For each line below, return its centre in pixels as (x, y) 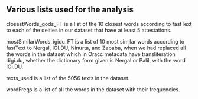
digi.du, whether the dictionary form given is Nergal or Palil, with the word (96, 60)
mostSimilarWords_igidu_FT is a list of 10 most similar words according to (95, 41)
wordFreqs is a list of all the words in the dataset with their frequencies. (93, 89)
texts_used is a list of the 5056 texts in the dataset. (68, 78)
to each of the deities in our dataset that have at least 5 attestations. (89, 30)
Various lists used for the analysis (70, 10)
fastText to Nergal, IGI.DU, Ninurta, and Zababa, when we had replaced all (96, 48)
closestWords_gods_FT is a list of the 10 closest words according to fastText (99, 24)
